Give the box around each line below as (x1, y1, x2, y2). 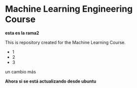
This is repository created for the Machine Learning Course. (5, 39, 126, 45)
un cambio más (5, 68, 36, 74)
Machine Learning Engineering (5, 3, 133, 15)
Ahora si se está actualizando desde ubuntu (5, 78, 96, 84)
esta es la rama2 (5, 30, 39, 36)
